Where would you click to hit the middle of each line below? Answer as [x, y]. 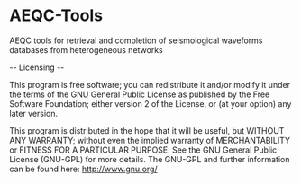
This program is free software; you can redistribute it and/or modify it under [150, 84]
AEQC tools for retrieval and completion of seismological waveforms [136, 40]
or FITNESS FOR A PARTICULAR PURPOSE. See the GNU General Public [143, 150]
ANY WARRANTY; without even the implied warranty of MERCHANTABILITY [150, 140]
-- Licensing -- [37, 67]
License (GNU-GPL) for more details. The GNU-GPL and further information [150, 159]
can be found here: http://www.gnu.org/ [83, 169]
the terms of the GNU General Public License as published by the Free [140, 94]
